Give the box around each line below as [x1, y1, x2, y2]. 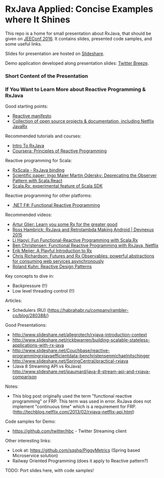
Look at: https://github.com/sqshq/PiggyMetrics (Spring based [12, 447, 140, 453]
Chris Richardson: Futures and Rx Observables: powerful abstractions [12, 253, 155, 259]
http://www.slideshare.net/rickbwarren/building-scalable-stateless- [12, 337, 150, 343]
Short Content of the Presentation [5, 72, 88, 79]
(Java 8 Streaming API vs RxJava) [12, 363, 82, 369]
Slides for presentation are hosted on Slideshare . [5, 51, 105, 57]
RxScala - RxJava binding [12, 167, 65, 173]
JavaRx [12, 123, 28, 129]
